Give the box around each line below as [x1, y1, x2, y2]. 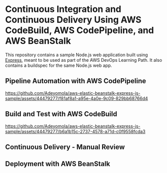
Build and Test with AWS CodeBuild [5, 110, 117, 118]
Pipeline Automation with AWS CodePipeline [5, 77, 146, 85]
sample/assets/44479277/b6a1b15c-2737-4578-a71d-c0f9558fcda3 [5, 128, 146, 134]
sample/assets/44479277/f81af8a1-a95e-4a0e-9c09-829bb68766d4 [5, 95, 148, 101]
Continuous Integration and [5, 3, 122, 15]
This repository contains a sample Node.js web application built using [5, 51, 148, 58]
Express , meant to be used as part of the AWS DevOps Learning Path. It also [5, 57, 163, 63]
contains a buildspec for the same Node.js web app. [5, 62, 112, 68]
